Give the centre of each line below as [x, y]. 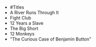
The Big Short [24, 28]
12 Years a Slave [27, 23]
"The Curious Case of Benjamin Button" [50, 39]
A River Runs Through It [34, 12]
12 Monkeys [22, 34]
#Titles [17, 7]
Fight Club [20, 18]
